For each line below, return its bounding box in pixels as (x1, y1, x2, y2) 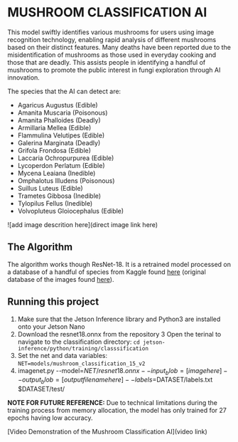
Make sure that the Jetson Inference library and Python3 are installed (17, 315, 221, 323)
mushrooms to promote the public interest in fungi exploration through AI (7, 65, 221, 74)
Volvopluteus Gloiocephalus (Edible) (17, 206, 124, 215)
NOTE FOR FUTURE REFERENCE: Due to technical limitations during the (7, 399, 218, 407)
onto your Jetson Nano (17, 322, 85, 331)
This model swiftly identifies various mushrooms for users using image (7, 28, 215, 36)
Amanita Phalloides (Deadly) (17, 115, 101, 125)
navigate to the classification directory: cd (17, 337, 140, 346)
